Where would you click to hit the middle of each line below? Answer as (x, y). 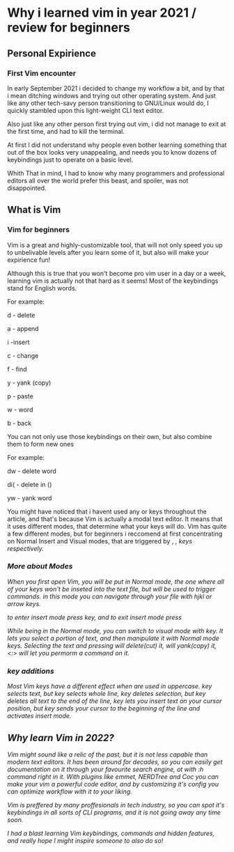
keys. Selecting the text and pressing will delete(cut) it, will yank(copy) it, (112, 645)
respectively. (25, 548)
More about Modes (40, 566)
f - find (17, 369)
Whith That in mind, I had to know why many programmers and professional (116, 173)
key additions (31, 671)
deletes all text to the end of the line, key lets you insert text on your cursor (115, 701)
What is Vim (34, 210)
